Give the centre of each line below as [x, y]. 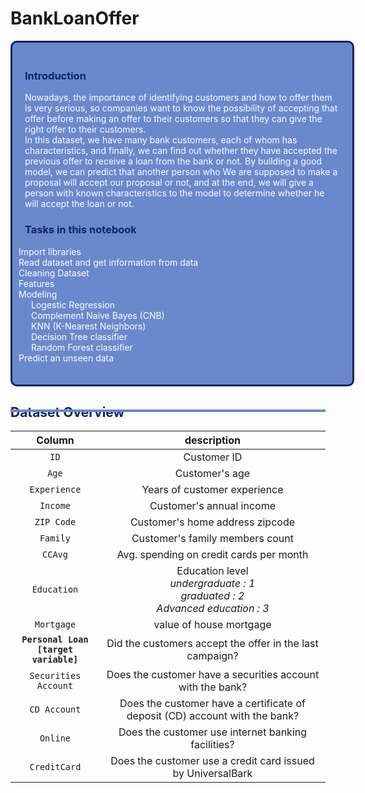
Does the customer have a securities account [213, 675]
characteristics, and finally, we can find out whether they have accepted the [181, 151]
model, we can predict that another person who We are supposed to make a [181, 172]
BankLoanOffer [75, 18]
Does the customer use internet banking [213, 732]
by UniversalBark [212, 774]
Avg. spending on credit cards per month [212, 555]
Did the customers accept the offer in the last [212, 644]
